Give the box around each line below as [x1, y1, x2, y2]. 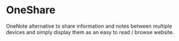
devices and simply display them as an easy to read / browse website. [6, 28, 174, 35]
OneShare [6, 3, 56, 17]
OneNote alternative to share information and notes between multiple [6, 23, 173, 29]
